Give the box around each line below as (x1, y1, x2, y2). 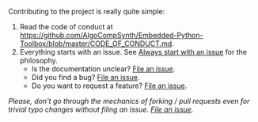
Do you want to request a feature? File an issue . (31, 81, 188, 90)
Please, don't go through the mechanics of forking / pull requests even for (8, 97, 250, 105)
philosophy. (19, 55, 58, 65)
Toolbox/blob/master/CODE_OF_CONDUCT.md (19, 39, 173, 48)
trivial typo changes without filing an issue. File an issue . (8, 105, 194, 114)
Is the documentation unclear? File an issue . (31, 64, 176, 74)
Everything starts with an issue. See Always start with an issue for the (19, 48, 248, 56)
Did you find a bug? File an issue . (31, 73, 140, 82)
